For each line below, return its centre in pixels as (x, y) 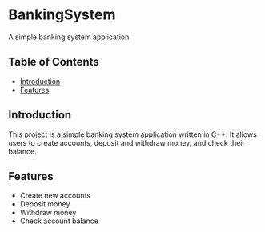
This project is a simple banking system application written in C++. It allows (133, 134)
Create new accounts (55, 196)
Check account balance (59, 221)
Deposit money (45, 204)
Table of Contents (54, 62)
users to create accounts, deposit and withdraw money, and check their (127, 142)
